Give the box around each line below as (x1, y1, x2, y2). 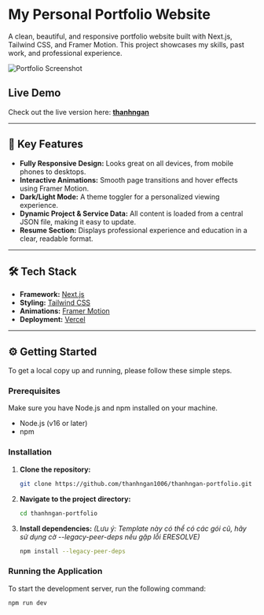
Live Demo (8, 87, 61, 100)
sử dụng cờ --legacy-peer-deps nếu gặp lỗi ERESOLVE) (19, 532, 200, 541)
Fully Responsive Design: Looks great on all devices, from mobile (19, 158, 234, 168)
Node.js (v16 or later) (19, 419, 88, 428)
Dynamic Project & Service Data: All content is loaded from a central (19, 209, 244, 218)
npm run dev (8, 598, 47, 607)
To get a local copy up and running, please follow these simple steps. (8, 366, 233, 376)
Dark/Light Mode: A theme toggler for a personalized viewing (19, 191, 220, 202)
